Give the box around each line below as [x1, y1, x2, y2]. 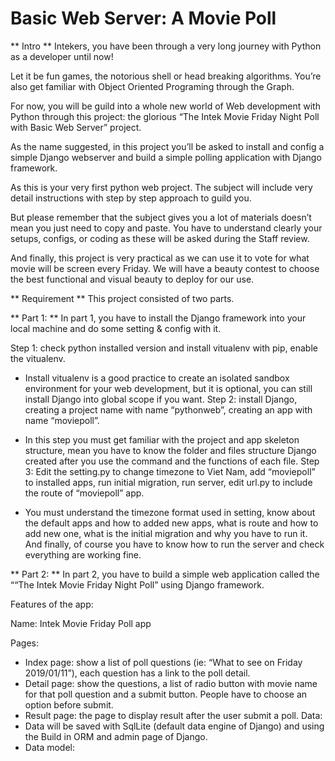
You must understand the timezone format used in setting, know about [24, 506, 316, 518]
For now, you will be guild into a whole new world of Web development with [10, 100, 321, 112]
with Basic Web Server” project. [10, 121, 142, 133]
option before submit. [24, 698, 114, 711]
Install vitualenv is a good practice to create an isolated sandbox [24, 372, 290, 384]
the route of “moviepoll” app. [24, 487, 145, 499]
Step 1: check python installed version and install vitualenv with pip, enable [10, 342, 318, 354]
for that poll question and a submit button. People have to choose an [24, 688, 308, 700]
